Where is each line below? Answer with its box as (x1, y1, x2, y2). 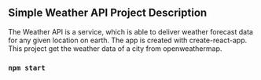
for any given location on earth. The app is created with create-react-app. (8, 35, 248, 45)
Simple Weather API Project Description (8, 6, 208, 20)
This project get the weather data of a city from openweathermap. (8, 43, 222, 53)
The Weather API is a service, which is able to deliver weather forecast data (8, 27, 254, 36)
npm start (8, 63, 46, 72)
